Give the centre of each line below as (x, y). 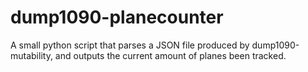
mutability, (31, 55)
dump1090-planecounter (117, 17)
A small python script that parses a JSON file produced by (130, 45)
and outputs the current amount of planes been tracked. (170, 55)
